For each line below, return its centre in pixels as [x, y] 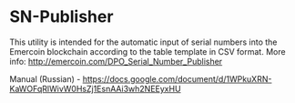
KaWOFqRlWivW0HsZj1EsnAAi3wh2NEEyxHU [95, 88]
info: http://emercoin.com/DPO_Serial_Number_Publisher [116, 61]
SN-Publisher [61, 17]
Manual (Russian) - [45, 78]
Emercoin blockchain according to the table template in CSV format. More [147, 51]
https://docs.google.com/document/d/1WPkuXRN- [177, 78]
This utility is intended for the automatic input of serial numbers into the [143, 42]
